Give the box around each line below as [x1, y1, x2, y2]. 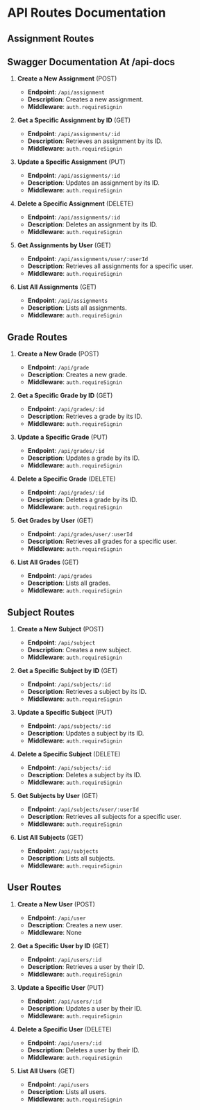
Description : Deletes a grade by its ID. [27, 495, 137, 504]
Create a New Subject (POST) [17, 625, 104, 633]
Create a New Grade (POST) [17, 349, 99, 358]
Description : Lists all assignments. [27, 304, 127, 312]
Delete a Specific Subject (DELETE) [17, 750, 121, 759]
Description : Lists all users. [27, 1087, 107, 1095]
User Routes [7, 881, 62, 893]
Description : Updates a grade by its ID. [27, 454, 140, 463]
